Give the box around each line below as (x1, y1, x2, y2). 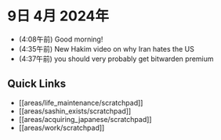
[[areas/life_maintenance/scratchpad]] (18, 98, 143, 107)
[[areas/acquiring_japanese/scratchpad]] (18, 114, 152, 124)
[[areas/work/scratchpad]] (18, 123, 105, 132)
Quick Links (7, 77, 67, 91)
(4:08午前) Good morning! (18, 34, 103, 44)
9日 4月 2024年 (7, 7, 110, 25)
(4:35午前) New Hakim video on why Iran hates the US (18, 44, 195, 53)
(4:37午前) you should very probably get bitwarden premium (18, 54, 214, 63)
